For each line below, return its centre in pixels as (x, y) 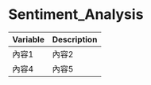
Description (75, 39)
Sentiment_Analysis (76, 15)
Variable (29, 39)
